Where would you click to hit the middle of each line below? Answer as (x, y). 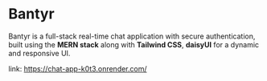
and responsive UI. (39, 53)
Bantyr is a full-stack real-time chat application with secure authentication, (132, 36)
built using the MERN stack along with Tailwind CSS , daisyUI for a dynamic (134, 44)
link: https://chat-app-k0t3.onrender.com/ (78, 68)
